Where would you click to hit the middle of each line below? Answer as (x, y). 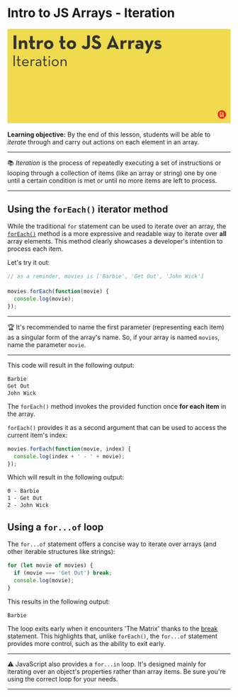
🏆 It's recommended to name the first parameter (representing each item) (116, 327)
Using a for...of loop (56, 527)
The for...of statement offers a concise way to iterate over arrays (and (112, 544)
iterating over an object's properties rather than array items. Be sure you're (117, 671)
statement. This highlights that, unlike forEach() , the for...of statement (113, 636)
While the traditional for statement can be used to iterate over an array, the (117, 226)
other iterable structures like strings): (61, 552)
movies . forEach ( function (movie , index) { (69, 449)
